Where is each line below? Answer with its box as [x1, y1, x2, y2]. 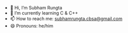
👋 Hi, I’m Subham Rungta [10, 5, 62, 10]
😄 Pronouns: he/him [10, 23, 53, 28]
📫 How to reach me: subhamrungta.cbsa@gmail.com [10, 15, 123, 21]
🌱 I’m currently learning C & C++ [10, 10, 78, 16]
